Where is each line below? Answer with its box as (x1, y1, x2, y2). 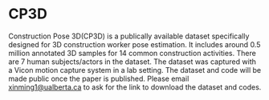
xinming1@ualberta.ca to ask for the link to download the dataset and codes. (8, 82, 262, 92)
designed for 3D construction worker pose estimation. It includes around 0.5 (8, 39, 261, 49)
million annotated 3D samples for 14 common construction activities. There (8, 48, 257, 58)
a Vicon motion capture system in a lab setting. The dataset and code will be (8, 65, 262, 74)
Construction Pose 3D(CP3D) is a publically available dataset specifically (8, 31, 250, 41)
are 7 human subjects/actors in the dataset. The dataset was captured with (8, 57, 257, 66)
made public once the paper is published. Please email (8, 74, 190, 83)
